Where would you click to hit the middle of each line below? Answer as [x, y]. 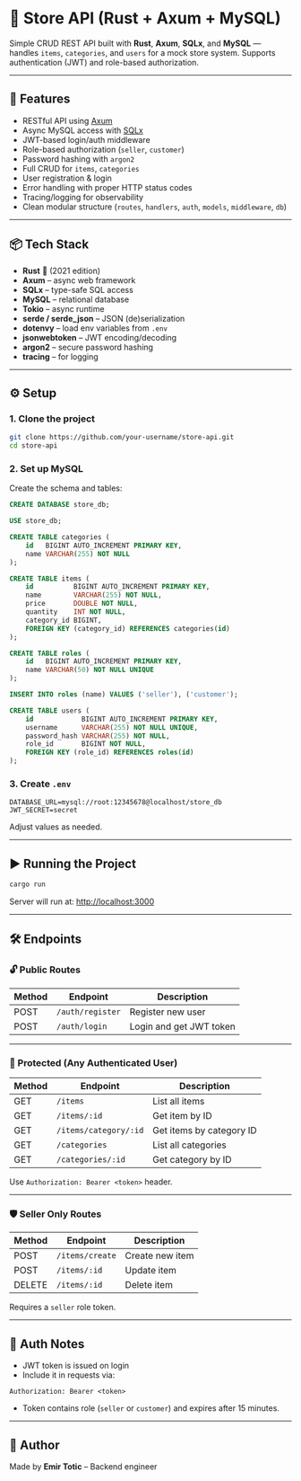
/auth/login [82, 1026]
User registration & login [67, 178]
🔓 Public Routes [45, 970]
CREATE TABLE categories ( [60, 537]
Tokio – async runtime [63, 308]
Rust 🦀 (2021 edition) [61, 270]
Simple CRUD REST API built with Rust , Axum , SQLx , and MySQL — [135, 43]
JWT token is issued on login [76, 1366]
